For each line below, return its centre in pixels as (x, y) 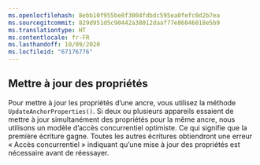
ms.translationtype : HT (47, 30)
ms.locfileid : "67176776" (50, 52)
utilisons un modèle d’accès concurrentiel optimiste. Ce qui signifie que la (128, 127)
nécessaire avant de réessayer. (59, 152)
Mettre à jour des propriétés (78, 84)
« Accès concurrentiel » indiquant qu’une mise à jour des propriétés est (124, 144)
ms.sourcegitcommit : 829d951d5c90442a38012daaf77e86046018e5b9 (114, 23)
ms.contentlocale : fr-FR (49, 37)
